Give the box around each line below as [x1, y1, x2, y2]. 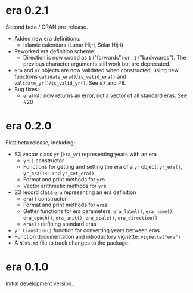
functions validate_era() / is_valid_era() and [14, 73, 126, 80]
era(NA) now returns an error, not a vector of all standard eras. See [23, 92, 188, 99]
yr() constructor [23, 156, 64, 164]
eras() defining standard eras [23, 220, 96, 227]
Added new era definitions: [14, 35, 81, 42]
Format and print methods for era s [23, 201, 108, 208]
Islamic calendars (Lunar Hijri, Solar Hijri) [23, 41, 123, 48]
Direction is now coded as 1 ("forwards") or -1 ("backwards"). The [23, 54, 186, 61]
